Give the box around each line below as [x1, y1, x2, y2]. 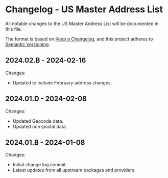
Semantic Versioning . [5, 41, 50, 47]
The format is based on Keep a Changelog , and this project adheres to [5, 36, 153, 42]
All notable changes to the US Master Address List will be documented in [5, 20, 159, 27]
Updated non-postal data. [12, 123, 67, 129]
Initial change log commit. [12, 162, 67, 168]
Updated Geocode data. [12, 118, 64, 124]
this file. [5, 26, 22, 32]
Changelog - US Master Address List [5, 4, 163, 15]
